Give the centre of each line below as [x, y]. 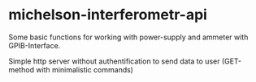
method [22, 69]
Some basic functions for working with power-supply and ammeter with [128, 37]
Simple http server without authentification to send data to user [114, 61]
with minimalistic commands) [85, 69]
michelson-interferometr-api [108, 15]
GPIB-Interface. [35, 45]
